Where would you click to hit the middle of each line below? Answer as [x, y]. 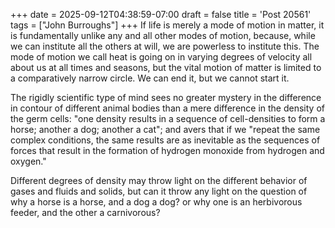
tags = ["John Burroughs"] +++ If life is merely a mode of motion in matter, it [167, 25]
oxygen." [28, 161]
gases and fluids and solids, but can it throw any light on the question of [159, 191]
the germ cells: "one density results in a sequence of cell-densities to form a [168, 118]
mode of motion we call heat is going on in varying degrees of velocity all [161, 57]
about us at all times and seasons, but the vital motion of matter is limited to [166, 67]
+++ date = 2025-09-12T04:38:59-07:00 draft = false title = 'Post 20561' [161, 14]
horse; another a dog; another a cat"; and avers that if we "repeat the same [165, 129]
